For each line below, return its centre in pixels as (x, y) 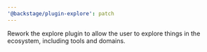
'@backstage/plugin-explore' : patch (61, 14)
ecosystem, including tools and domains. (66, 41)
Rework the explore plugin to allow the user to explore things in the (104, 33)
